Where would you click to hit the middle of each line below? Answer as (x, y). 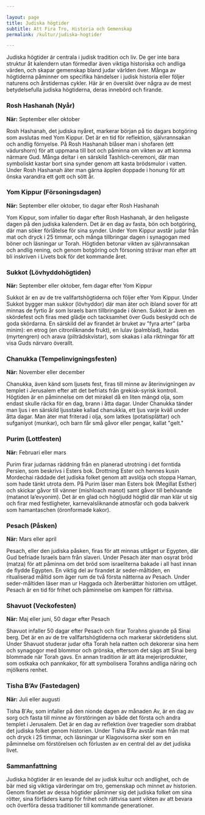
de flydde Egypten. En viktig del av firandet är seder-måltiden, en (88, 571)
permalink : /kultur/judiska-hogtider (54, 34)
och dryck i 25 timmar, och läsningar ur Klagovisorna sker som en (89, 737)
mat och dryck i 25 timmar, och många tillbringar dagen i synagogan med (98, 237)
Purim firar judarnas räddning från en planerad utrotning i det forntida (94, 464)
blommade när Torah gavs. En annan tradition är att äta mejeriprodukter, (97, 657)
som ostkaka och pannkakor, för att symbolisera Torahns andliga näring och (102, 663)
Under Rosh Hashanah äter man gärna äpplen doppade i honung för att (95, 170)
